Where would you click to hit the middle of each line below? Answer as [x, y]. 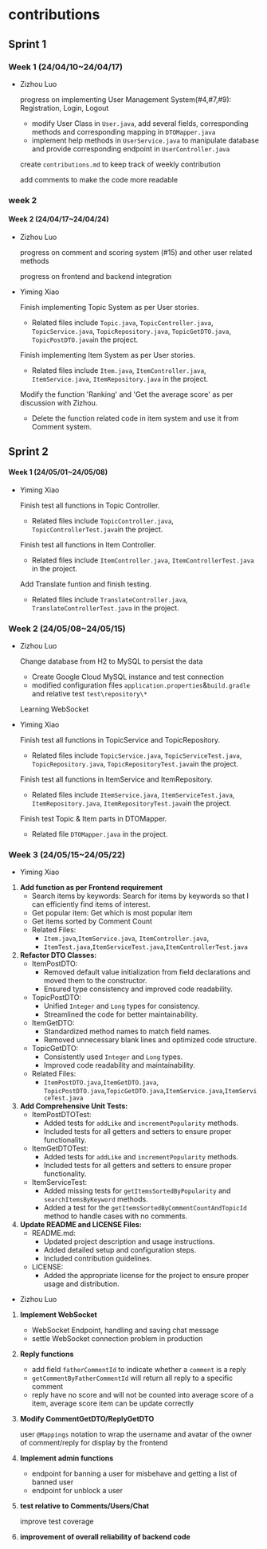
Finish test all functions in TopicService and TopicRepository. [120, 739]
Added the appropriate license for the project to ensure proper [146, 1276]
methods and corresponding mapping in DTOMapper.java [124, 131]
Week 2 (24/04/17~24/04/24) [59, 219]
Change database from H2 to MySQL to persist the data [111, 661]
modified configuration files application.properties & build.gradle [141, 685]
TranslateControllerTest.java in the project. [105, 608]
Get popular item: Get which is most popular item [112, 913]
